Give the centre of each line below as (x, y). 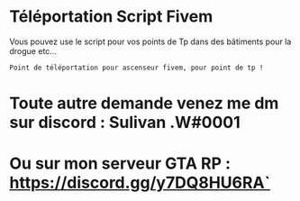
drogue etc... (33, 50)
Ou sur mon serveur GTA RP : (120, 164)
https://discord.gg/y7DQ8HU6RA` (140, 183)
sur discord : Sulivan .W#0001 (125, 123)
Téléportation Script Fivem (111, 17)
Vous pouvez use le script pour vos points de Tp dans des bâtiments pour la (150, 41)
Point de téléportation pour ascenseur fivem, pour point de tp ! (136, 68)
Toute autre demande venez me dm (144, 103)
